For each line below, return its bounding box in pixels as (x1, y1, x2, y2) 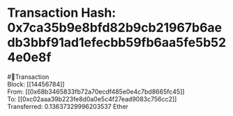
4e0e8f (7, 50, 52, 66)
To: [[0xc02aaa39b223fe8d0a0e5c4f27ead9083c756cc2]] (7, 94, 177, 103)
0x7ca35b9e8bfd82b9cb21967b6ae (7, 20, 223, 36)
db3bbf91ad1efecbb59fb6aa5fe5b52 (7, 35, 227, 50)
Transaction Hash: (7, 5, 116, 21)
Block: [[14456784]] (7, 80, 65, 88)
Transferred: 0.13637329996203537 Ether (7, 102, 129, 110)
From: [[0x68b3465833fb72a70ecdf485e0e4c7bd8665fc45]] (7, 87, 185, 96)
